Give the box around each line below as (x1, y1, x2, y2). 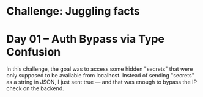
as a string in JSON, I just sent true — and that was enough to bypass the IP (6, 78, 197, 86)
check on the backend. (6, 85, 64, 92)
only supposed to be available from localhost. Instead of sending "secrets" (6, 72, 194, 79)
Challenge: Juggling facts (6, 4, 141, 18)
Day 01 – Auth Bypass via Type (6, 32, 165, 46)
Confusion (6, 45, 61, 59)
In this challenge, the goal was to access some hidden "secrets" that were (6, 65, 193, 73)
